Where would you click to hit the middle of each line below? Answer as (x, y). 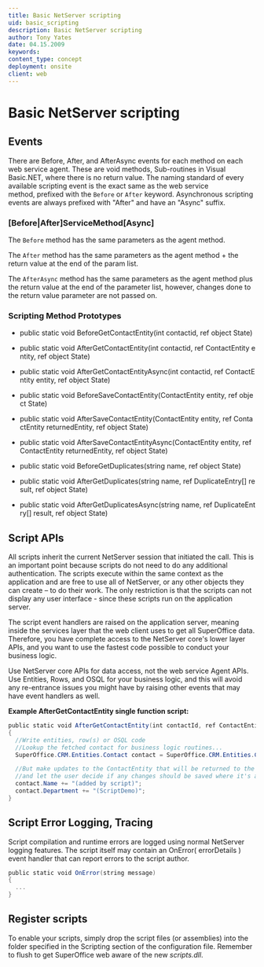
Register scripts (48, 919)
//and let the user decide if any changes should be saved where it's (133, 776)
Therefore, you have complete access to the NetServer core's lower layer (127, 639)
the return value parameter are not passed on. (82, 295)
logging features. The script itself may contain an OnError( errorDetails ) (125, 850)
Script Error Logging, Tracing (81, 823)
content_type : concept (45, 60)
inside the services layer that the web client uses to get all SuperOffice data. (132, 631)
